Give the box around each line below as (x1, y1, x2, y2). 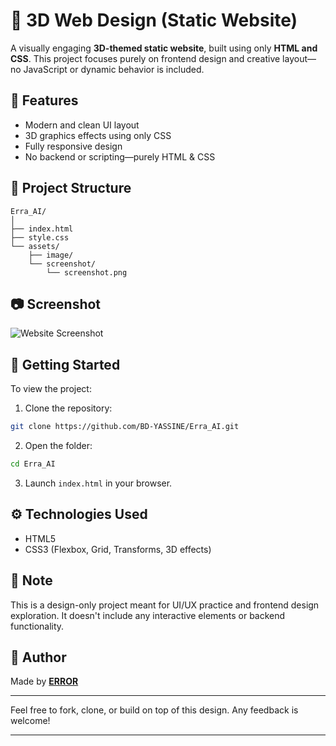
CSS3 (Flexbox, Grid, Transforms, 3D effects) (24, 543, 212, 555)
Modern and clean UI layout (24, 119, 140, 131)
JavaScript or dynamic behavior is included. (23, 63, 205, 75)
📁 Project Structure (10, 180, 132, 197)
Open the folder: (24, 440, 93, 452)
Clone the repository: (24, 402, 113, 414)
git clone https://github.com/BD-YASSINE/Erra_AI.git (10, 422, 240, 432)
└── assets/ (10, 241, 60, 251)
